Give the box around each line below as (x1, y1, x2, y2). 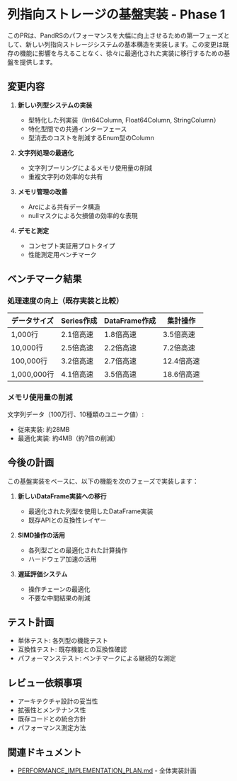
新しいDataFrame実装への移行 (17, 491, 108, 500)
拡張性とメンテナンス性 (17, 706, 86, 714)
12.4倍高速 (162, 356, 200, 366)
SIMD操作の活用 (17, 530, 66, 539)
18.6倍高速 (162, 370, 200, 380)
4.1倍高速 (61, 370, 94, 380)
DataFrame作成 (103, 316, 156, 326)
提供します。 (19, 57, 57, 66)
